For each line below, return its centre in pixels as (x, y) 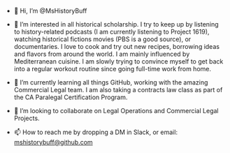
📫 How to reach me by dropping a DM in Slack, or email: (96, 132)
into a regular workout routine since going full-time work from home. (113, 69)
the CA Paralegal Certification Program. (71, 97)
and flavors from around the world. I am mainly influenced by (102, 54)
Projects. (27, 118)
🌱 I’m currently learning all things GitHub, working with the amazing (111, 82)
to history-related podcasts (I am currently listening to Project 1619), (112, 32)
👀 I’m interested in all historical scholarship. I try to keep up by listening (116, 24)
